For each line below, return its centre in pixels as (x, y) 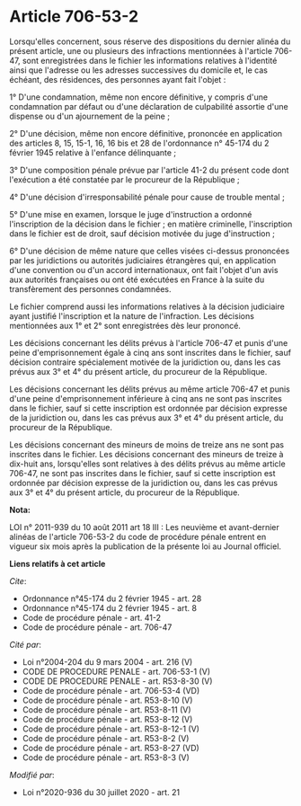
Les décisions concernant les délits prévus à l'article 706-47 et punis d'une (149, 342)
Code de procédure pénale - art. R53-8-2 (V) (106, 738)
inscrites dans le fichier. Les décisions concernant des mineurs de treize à (146, 454)
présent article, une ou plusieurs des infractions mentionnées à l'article (141, 50)
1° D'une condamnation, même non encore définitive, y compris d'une (138, 97)
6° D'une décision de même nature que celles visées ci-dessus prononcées (150, 251)
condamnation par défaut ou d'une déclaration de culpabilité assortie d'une (149, 106)
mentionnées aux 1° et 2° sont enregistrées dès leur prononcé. (125, 325)
